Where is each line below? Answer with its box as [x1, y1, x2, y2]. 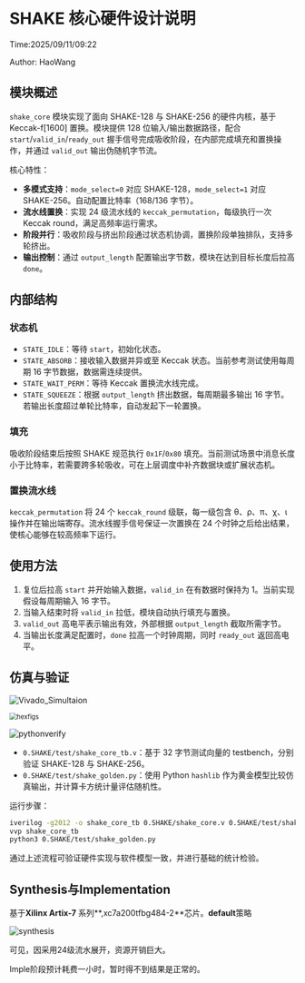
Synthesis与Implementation [9, 881, 171, 897]
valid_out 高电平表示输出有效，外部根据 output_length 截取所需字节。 [22, 618, 287, 629]
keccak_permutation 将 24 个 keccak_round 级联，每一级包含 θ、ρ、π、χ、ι [9, 506, 288, 517]
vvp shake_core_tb [9, 827, 79, 836]
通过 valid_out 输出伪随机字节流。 [33, 144, 162, 155]
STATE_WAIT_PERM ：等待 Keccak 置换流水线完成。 [22, 378, 204, 388]
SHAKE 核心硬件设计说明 [9, 8, 196, 29]
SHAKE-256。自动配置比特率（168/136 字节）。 [22, 194, 199, 205]
